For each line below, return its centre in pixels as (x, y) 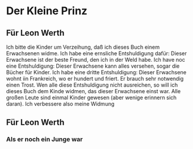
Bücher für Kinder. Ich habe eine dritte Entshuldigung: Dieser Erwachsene (96, 72)
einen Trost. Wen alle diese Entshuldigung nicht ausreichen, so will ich (92, 85)
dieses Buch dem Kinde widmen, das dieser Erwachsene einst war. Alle (94, 91)
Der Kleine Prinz (47, 11)
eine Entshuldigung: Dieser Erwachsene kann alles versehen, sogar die (93, 66)
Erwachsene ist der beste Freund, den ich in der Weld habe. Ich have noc (96, 60)
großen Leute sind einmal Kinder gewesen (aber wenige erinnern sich (91, 97)
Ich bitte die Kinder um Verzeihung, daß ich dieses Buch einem (83, 47)
